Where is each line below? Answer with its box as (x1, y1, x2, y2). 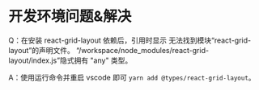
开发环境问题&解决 (8, 7, 132, 26)
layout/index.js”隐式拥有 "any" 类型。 (8, 55, 133, 65)
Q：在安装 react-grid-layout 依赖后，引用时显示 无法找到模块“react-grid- (8, 35, 252, 45)
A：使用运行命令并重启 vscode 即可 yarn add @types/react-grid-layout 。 (8, 72, 257, 82)
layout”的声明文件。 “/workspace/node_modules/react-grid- (8, 45, 209, 55)
